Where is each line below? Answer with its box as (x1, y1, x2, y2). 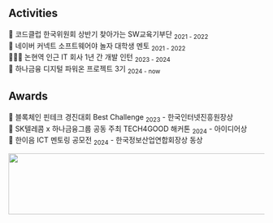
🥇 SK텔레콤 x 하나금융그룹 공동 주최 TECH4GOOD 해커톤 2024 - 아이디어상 (8, 124, 248, 135)
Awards (8, 90, 49, 103)
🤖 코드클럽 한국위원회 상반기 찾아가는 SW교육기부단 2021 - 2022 (8, 28, 209, 41)
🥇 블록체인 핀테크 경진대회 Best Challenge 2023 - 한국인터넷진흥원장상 (8, 111, 234, 124)
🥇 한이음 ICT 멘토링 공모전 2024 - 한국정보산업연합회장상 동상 (8, 135, 203, 147)
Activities (8, 7, 58, 20)
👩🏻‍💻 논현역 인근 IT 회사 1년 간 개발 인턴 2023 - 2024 (8, 52, 171, 64)
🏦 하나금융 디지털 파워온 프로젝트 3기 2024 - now (8, 64, 161, 76)
